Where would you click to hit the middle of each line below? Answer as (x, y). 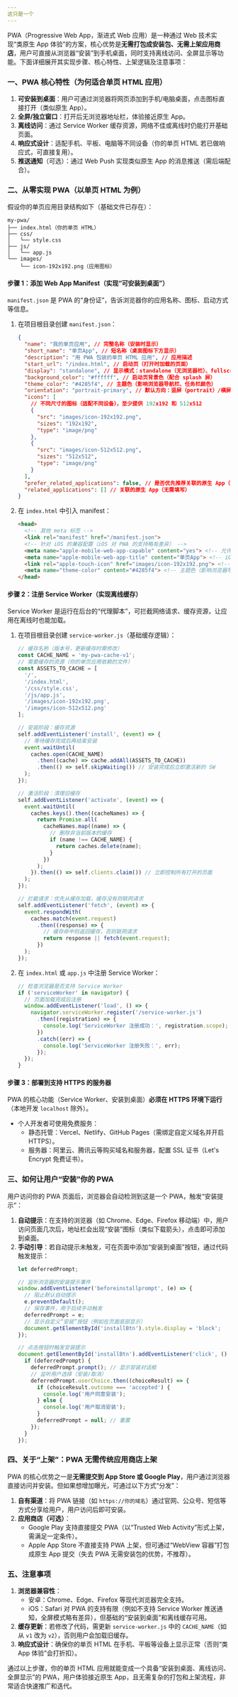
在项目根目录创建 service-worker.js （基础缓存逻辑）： (97, 635)
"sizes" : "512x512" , (67, 457)
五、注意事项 (29, 1574)
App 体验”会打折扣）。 (49, 1653)
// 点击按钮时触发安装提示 (52, 1348)
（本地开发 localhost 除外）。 (50, 1108)
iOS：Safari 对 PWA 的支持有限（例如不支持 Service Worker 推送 (123, 1609)
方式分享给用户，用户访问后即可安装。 (73, 1509)
